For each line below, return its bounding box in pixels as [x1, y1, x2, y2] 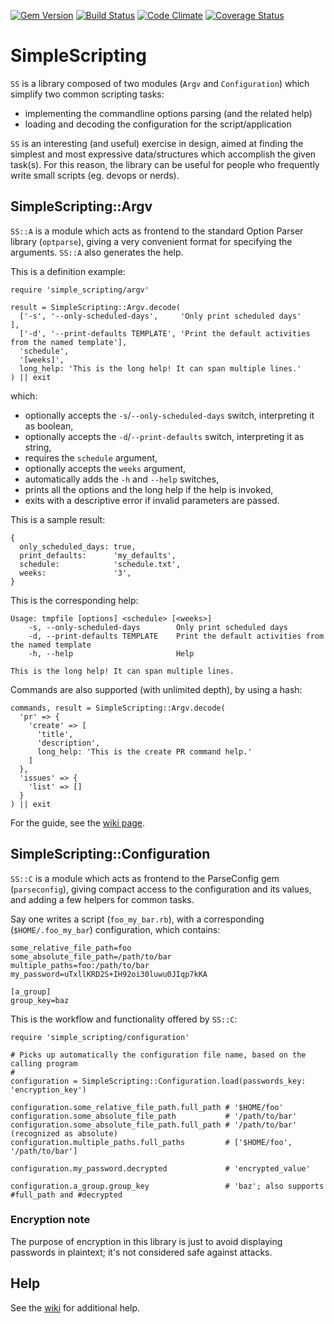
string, [24, 441, 52, 453]
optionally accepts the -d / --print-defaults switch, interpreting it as [24, 430, 305, 442]
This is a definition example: [10, 265, 126, 277]
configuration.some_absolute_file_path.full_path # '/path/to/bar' [10, 1120, 298, 1130]
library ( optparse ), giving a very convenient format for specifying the [10, 235, 293, 247]
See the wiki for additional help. [10, 1301, 141, 1314]
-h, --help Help [28, 648, 195, 659]
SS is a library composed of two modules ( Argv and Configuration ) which [10, 77, 310, 89]
